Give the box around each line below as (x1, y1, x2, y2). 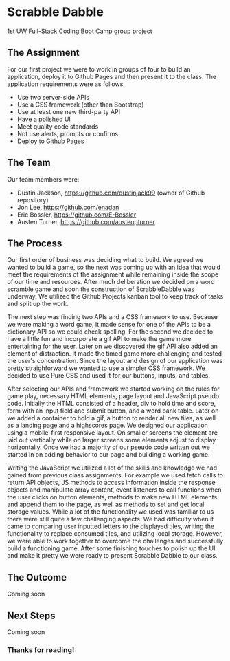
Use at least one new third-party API (16, 107, 121, 116)
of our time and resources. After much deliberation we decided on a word (7, 278, 215, 286)
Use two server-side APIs (16, 93, 90, 101)
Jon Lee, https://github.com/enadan (16, 203, 119, 211)
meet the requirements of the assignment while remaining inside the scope (7, 270, 219, 279)
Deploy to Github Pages (16, 137, 84, 145)
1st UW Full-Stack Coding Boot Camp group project (7, 27, 152, 35)
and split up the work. (7, 300, 69, 308)
